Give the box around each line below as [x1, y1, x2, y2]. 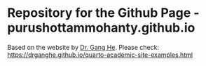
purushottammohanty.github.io [7, 20, 195, 36]
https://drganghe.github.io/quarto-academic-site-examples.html [7, 51, 193, 59]
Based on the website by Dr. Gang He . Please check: [7, 43, 160, 51]
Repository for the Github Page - [7, 5, 200, 21]
